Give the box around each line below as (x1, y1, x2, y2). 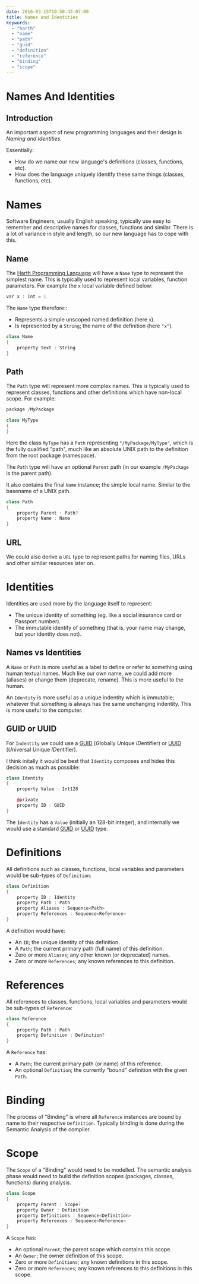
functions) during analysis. (6, 1179, 71, 1186)
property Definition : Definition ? (17, 1032, 105, 1039)
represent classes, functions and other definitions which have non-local (6, 389, 182, 396)
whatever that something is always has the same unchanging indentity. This (6, 700, 192, 707)
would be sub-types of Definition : (6, 872, 92, 879)
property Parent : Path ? (17, 510, 78, 516)
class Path (6, 499, 33, 505)
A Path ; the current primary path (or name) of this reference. (14, 1060, 162, 1067)
